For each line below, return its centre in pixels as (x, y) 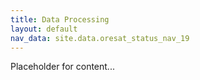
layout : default (44, 29)
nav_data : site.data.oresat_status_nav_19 (100, 38)
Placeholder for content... (62, 67)
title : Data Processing (60, 19)
